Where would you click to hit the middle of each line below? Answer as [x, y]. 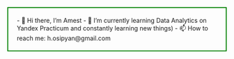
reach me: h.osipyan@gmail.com [64, 38]
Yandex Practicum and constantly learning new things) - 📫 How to [113, 28]
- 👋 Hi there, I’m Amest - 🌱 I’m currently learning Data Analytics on [112, 20]
